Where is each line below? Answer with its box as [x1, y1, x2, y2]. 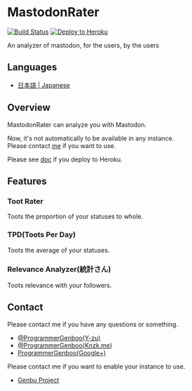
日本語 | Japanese [17, 81, 70, 89]
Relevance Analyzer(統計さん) [7, 265, 111, 274]
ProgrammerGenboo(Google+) [17, 348, 107, 357]
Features [7, 175, 47, 187]
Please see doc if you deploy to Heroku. [7, 155, 123, 164]
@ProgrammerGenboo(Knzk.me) [17, 341, 113, 350]
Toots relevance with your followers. [7, 281, 112, 289]
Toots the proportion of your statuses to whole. [7, 212, 144, 221]
